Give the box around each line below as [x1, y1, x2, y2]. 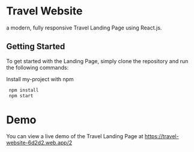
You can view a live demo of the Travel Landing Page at [6, 133, 144, 140]
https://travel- [144, 133, 179, 140]
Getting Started [6, 41, 65, 52]
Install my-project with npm [6, 75, 74, 82]
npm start [8, 93, 34, 99]
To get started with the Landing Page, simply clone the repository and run [6, 57, 189, 64]
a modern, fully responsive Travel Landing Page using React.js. [6, 24, 162, 31]
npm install [8, 87, 39, 93]
